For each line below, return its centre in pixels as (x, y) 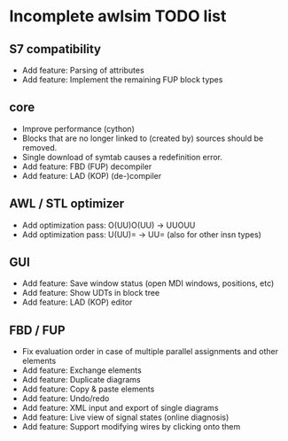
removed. (39, 147)
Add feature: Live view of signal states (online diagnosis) (125, 417)
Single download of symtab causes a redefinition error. (122, 157)
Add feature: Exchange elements (82, 370)
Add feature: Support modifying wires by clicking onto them (131, 427)
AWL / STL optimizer (67, 204)
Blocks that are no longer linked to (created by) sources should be (143, 138)
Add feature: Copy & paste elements (88, 389)
